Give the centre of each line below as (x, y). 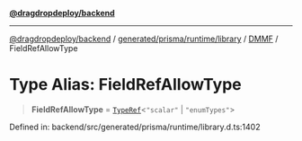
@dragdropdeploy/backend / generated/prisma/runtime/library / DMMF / (144, 39)
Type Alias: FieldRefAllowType (125, 85)
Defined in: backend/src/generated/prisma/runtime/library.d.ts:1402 (135, 127)
